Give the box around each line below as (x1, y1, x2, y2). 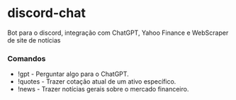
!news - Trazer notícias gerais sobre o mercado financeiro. (17, 85, 189, 94)
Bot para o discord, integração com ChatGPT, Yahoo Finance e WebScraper (7, 28, 229, 37)
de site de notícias (7, 35, 61, 44)
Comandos (7, 53, 46, 63)
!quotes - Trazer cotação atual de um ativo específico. (17, 77, 176, 86)
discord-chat (7, 5, 86, 21)
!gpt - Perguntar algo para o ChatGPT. (17, 70, 129, 79)
